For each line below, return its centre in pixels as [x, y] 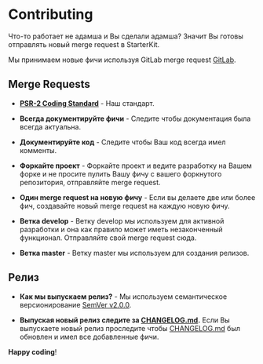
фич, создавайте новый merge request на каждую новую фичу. [124, 206]
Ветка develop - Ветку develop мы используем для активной [122, 220]
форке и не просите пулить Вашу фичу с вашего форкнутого [121, 173]
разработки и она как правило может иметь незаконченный [121, 229]
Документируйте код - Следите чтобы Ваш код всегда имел [122, 142]
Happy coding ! [33, 351]
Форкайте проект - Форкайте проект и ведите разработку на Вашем [136, 166]
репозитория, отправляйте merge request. [90, 182]
